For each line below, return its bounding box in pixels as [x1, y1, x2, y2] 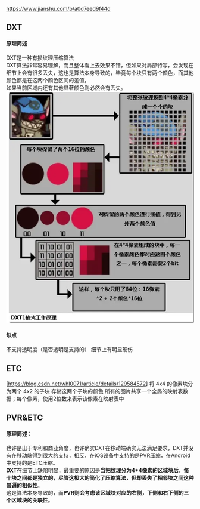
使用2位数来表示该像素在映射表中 [42, 395, 124, 402]
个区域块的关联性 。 [6, 496, 54, 504]
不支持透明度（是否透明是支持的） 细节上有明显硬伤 [6, 345, 133, 353]
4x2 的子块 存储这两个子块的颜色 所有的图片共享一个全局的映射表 [23, 387, 183, 394]
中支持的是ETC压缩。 [6, 459, 58, 467]
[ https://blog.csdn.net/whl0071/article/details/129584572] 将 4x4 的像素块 [6, 380, 188, 387]
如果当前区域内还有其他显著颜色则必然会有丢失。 [6, 84, 126, 91]
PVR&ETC [6, 413, 43, 423]
